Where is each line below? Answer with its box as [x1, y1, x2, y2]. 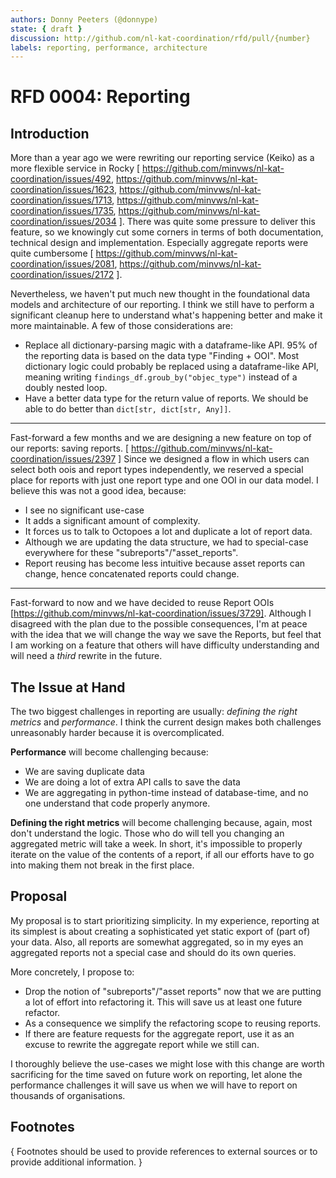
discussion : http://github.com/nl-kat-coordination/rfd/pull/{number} [10, 33, 311, 43]
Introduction [10, 125, 90, 142]
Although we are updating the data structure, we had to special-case [24, 536, 309, 548]
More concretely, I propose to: [10, 966, 135, 978]
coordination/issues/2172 [10, 269, 115, 281]
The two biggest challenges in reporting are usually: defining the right [10, 706, 298, 718]
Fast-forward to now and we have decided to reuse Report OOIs [10, 597, 275, 609]
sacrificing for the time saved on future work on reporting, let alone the [10, 1068, 303, 1080]
